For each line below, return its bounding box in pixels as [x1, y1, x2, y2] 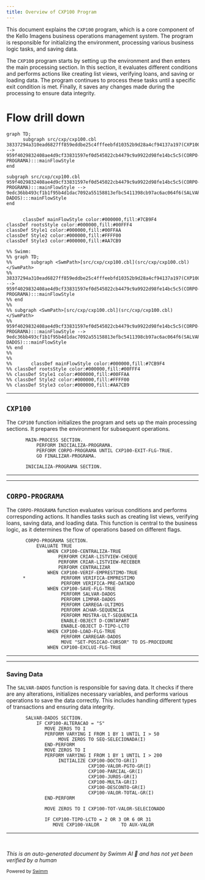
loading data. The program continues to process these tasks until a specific [6, 76, 196, 84]
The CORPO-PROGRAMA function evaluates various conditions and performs [6, 507, 187, 514]
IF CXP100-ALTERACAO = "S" [36, 721, 105, 727]
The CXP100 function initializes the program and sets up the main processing [6, 419, 197, 426]
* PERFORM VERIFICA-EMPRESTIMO [22, 575, 135, 582]
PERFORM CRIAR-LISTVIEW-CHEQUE [58, 554, 138, 560]
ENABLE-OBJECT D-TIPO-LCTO [60, 623, 130, 629]
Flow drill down [6, 110, 85, 124]
